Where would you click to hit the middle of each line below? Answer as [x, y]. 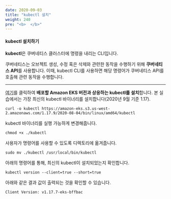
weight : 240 [18, 19]
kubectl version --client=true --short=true [53, 172]
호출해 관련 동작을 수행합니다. [35, 77]
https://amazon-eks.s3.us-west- [76, 109]
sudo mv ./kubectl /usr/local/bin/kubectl [51, 153]
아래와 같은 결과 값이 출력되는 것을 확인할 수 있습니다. [58, 183]
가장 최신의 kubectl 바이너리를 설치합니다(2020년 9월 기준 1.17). [87, 99]
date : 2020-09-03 [24, 10]
